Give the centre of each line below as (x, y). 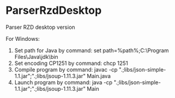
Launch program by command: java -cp (63, 82)
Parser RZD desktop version (41, 27)
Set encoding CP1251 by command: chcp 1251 (71, 63)
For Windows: (23, 38)
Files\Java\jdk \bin (36, 57)
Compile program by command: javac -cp (66, 69)
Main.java (99, 76)
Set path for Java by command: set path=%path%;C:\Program (91, 50)
